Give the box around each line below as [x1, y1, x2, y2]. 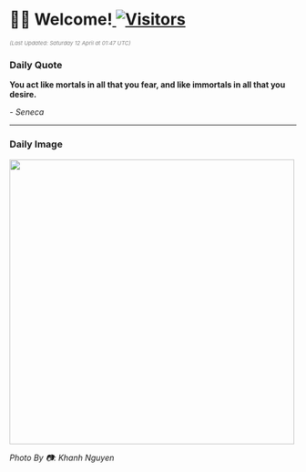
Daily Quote [9, 58, 63, 71]
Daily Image [9, 138, 64, 150]
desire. [9, 89, 37, 100]
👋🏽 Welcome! [9, 9, 113, 30]
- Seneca [9, 107, 45, 118]
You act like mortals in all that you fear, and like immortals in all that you [9, 79, 286, 90]
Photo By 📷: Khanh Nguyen [9, 452, 115, 463]
